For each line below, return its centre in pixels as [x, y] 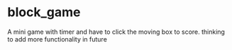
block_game [44, 12]
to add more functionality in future [57, 39]
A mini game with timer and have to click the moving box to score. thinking [116, 32]
